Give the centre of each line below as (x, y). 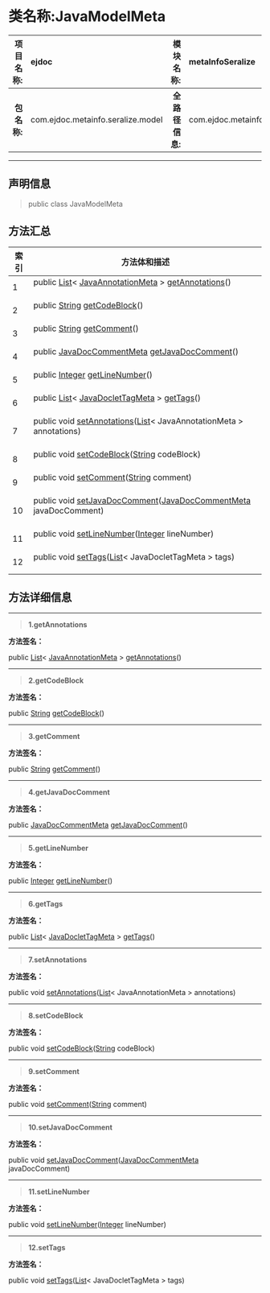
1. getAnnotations (57, 625)
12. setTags (47, 1248)
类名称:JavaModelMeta (87, 17)
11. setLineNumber (59, 1192)
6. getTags (45, 904)
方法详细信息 (40, 597)
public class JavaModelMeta (75, 204)
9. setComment (54, 1072)
